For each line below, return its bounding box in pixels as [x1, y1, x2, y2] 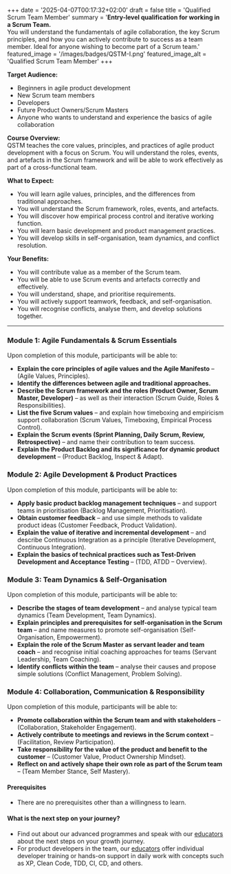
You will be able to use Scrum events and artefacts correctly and [16, 275, 201, 284]
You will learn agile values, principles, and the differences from [16, 190, 196, 198]
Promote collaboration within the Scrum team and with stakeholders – [16, 716, 221, 724]
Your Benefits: [7, 255, 49, 263]
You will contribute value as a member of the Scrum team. [16, 268, 181, 276]
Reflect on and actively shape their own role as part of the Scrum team [16, 760, 223, 768]
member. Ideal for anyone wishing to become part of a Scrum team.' [7, 43, 200, 50]
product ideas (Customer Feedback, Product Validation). [16, 521, 177, 529]
